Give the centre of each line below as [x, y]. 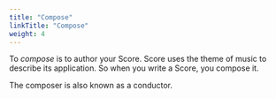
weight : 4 [27, 34]
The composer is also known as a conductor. [91, 86]
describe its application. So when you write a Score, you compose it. [134, 68]
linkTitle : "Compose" [49, 26]
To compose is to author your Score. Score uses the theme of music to [138, 59]
